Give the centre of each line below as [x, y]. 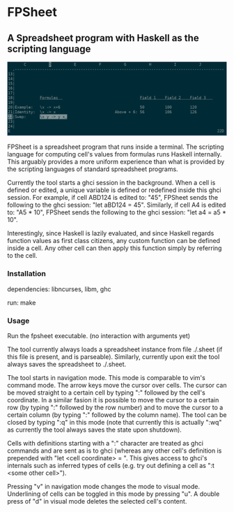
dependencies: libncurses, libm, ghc [59, 289]
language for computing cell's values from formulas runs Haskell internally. [115, 154]
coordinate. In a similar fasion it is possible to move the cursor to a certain [113, 400]
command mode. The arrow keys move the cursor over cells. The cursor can [117, 385]
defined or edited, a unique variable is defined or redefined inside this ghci [114, 190]
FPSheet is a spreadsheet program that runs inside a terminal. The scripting [116, 147]
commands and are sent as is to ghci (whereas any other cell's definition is [115, 451]
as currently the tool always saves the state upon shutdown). [95, 430]
